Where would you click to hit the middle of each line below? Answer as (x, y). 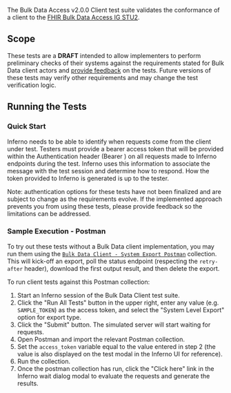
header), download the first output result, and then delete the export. (122, 268)
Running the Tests (47, 107)
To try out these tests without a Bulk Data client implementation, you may (111, 246)
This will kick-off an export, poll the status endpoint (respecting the (102, 261)
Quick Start (27, 126)
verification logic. (32, 85)
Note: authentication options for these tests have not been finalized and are (114, 191)
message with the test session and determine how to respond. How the (108, 171)
